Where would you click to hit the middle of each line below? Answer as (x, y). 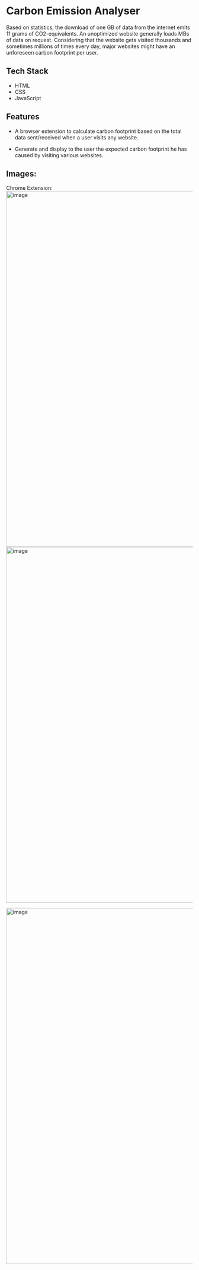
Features (23, 117)
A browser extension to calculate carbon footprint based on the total (98, 131)
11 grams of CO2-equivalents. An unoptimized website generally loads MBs (98, 33)
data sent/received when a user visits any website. (76, 137)
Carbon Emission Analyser (73, 11)
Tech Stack (27, 71)
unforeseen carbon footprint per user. (52, 52)
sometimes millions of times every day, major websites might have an (91, 46)
